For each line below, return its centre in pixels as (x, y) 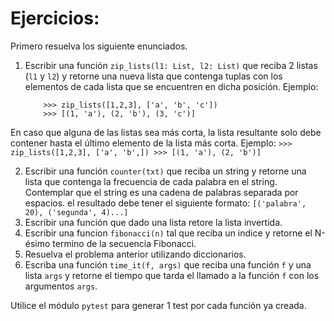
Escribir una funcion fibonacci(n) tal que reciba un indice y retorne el (168, 233)
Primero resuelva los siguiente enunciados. (99, 46)
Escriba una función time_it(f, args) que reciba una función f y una (168, 264)
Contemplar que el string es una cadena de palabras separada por (161, 192)
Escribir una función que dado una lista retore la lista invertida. (153, 222)
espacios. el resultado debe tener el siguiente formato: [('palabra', (165, 203)
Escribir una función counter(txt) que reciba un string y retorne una (165, 171)
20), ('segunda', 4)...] (76, 212)
